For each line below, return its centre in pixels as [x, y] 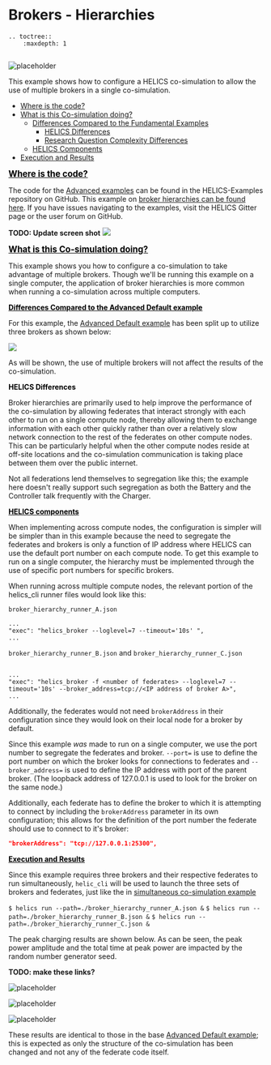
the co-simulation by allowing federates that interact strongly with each [127, 411]
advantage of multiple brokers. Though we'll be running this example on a [131, 274]
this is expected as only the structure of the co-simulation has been [121, 1043]
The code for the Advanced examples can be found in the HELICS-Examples [136, 190]
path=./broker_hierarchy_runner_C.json [76, 924]
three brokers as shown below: [60, 331]
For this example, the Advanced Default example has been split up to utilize [134, 323]
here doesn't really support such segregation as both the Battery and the [130, 487]
